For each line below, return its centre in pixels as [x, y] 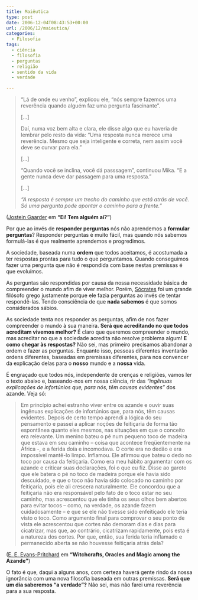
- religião [25, 66]
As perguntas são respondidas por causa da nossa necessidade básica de [97, 283]
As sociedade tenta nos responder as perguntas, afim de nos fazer [87, 319]
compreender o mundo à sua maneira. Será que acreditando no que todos [97, 326]
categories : [21, 34]
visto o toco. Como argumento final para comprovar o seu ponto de [103, 518]
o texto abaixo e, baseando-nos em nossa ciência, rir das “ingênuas [89, 381]
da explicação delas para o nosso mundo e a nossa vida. [76, 363]
